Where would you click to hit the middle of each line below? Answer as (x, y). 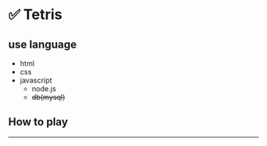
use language (43, 44)
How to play (38, 122)
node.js (44, 88)
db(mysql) (48, 97)
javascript (36, 80)
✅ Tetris (35, 15)
